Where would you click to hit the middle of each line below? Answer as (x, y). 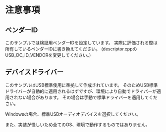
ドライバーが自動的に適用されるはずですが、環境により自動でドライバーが (81, 91)
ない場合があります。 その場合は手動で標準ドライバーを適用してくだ (88, 97)
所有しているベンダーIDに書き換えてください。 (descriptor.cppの (71, 49)
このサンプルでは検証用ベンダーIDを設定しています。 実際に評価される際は (81, 43)
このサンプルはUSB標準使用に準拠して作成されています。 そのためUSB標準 (82, 85)
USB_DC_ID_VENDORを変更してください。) (48, 55)
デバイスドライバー (34, 72)
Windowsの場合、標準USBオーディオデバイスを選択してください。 (73, 114)
